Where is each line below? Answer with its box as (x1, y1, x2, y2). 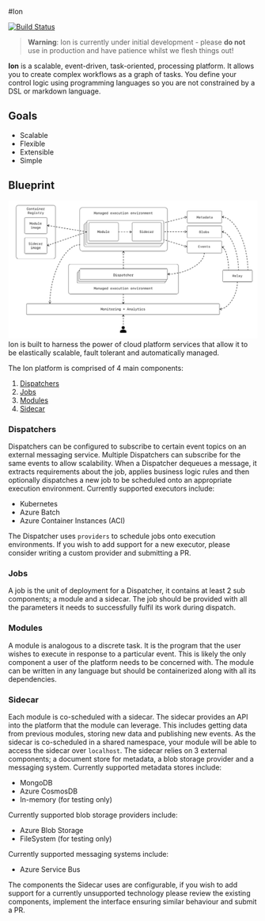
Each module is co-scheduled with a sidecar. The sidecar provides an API (8, 712, 248, 721)
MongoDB (19, 778, 53, 787)
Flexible (19, 139, 46, 148)
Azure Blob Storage (19, 825, 84, 835)
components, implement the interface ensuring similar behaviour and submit (8, 896, 257, 906)
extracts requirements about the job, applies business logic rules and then (8, 467, 250, 476)
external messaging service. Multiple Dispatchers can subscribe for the (8, 449, 241, 459)
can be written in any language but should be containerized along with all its (8, 666, 256, 675)
